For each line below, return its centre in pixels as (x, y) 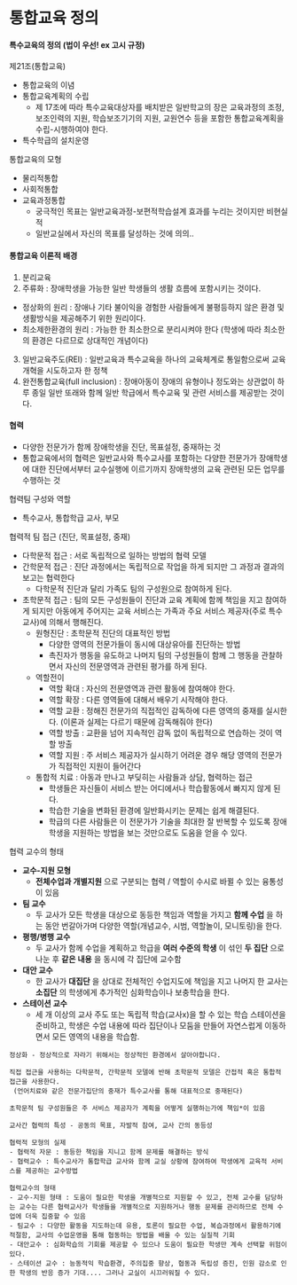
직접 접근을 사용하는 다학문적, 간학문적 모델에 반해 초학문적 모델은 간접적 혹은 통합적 (145, 1072)
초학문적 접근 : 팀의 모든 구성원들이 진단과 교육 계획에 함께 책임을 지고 (142, 599)
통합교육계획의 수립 (55, 96)
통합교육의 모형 (35, 160)
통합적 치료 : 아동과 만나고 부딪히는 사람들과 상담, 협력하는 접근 (144, 777)
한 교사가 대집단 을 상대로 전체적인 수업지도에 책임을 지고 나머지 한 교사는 (162, 981)
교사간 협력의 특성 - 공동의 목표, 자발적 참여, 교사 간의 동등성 (111, 1125)
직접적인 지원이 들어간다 (100, 766)
